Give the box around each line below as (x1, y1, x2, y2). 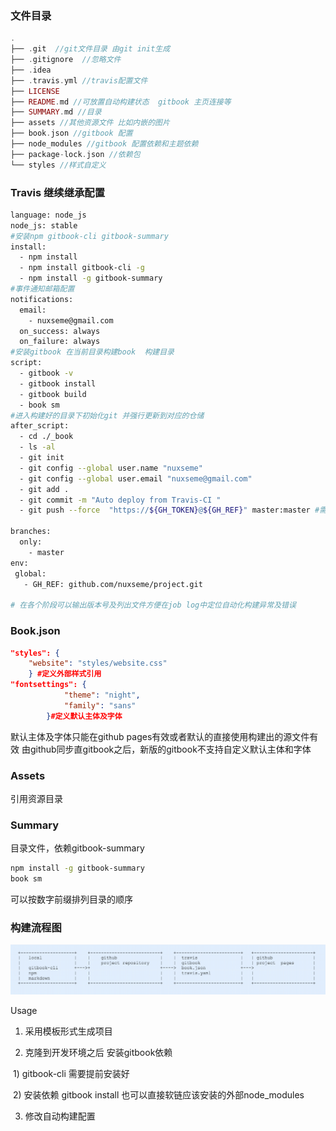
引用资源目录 (10, 792, 63, 804)
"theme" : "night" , (63, 690, 141, 701)
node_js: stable (10, 220, 78, 231)
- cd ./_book (19, 432, 74, 442)
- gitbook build (19, 389, 87, 399)
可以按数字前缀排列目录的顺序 (10, 893, 133, 905)
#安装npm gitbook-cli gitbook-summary (10, 231, 169, 241)
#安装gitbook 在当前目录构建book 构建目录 (10, 347, 175, 357)
